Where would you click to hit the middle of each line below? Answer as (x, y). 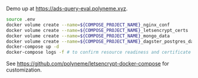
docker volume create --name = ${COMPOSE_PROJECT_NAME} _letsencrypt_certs (97, 30)
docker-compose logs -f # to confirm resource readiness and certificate (99, 53)
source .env (21, 19)
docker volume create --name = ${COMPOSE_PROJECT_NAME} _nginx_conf (88, 25)
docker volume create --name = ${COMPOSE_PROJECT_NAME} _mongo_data (88, 36)
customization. (24, 70)
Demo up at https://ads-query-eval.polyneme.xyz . (67, 9)
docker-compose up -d (33, 47)
